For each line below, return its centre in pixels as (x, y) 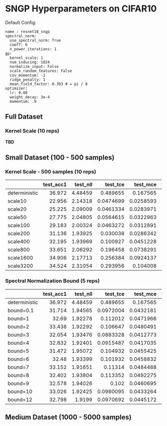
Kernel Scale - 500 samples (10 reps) (51, 172)
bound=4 (18, 343)
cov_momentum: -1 (28, 75)
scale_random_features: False (41, 71)
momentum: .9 (23, 101)
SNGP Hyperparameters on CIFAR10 (81, 9)
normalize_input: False (34, 66)
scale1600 (20, 258)
